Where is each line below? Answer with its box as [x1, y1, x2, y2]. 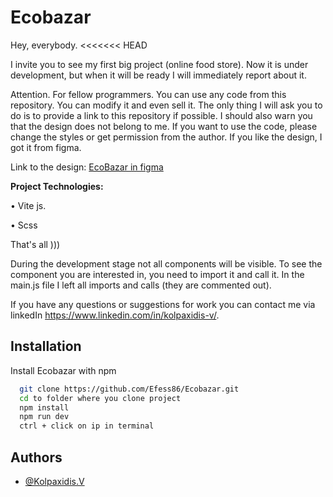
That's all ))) [10, 238, 61, 250]
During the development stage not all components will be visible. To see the [10, 257, 323, 270]
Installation [10, 338, 82, 355]
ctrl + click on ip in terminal [19, 421, 155, 431]
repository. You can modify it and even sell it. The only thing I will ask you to [10, 99, 323, 111]
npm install [19, 402, 70, 413]
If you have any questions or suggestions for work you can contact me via [10, 298, 316, 310]
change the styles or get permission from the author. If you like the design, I [10, 131, 323, 143]
